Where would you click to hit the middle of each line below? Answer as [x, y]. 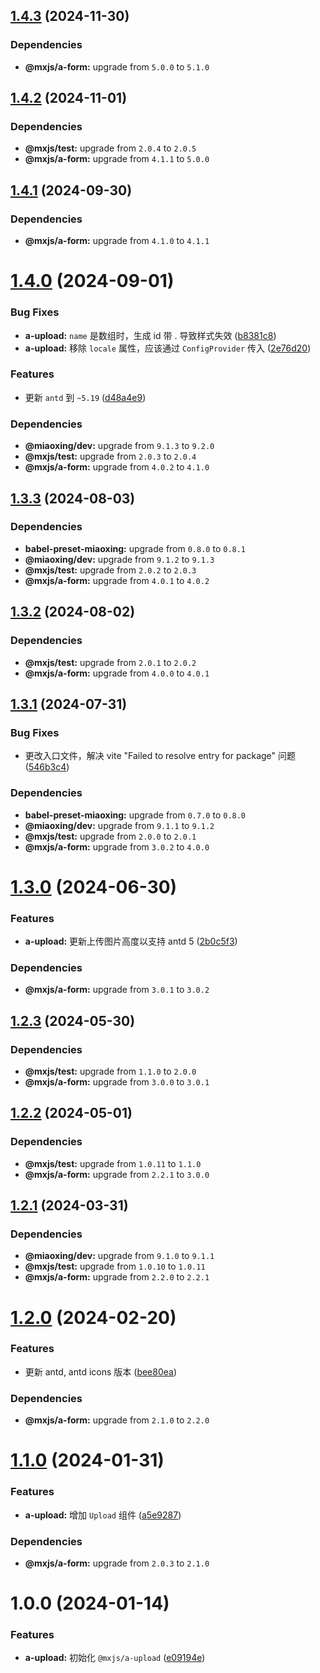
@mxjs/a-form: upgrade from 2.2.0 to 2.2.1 [117, 1277]
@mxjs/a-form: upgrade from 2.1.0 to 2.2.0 [117, 1420]
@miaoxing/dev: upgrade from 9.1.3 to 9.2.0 [119, 446]
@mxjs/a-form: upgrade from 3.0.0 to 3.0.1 [117, 1081]
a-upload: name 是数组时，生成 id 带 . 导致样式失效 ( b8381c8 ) [150, 335]
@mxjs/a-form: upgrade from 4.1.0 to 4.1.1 [117, 241]
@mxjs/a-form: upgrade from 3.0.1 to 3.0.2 [117, 990]
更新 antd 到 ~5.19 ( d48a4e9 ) [85, 397]
